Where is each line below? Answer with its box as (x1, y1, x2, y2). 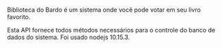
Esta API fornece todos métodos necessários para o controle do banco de (7, 26, 216, 34)
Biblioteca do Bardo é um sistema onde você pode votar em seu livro (7, 6, 202, 14)
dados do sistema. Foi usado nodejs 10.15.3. (7, 33, 130, 41)
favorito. (7, 13, 31, 21)
